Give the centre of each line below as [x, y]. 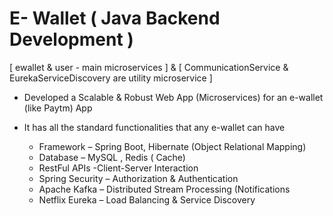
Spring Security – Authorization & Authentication [138, 178]
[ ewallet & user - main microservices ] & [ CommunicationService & [149, 67]
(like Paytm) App [58, 108]
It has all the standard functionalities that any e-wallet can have [154, 127]
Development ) [71, 39]
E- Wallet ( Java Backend [115, 18]
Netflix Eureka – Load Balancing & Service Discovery [147, 199]
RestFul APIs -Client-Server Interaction [118, 168]
